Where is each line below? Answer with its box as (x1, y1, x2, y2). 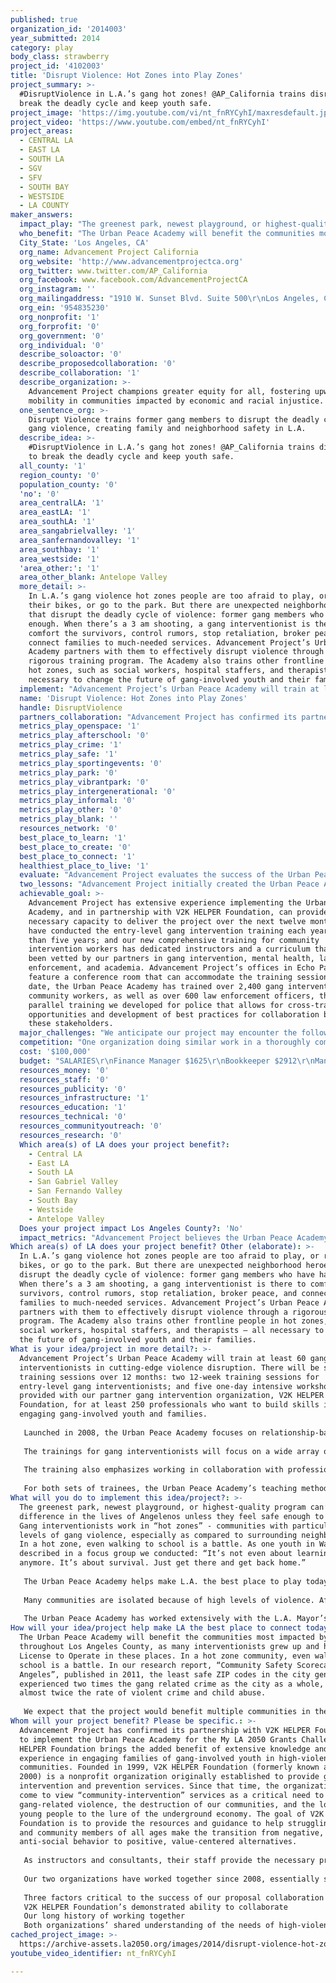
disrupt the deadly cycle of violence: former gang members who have (19, 1270, 315, 1280)
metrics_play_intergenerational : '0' (19, 786, 177, 796)
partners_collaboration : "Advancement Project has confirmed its (19, 712, 298, 722)
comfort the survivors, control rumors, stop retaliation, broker (28, 628, 311, 638)
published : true (10, 14, 78, 25)
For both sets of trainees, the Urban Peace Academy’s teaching (23, 1484, 298, 1494)
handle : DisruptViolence (19, 702, 123, 713)
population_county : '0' (19, 479, 118, 490)
